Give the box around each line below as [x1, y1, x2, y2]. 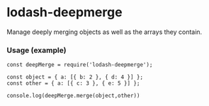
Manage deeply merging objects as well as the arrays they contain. [6, 28, 203, 36]
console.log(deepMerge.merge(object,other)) [6, 93, 140, 100]
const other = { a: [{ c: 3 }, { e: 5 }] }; [6, 80, 140, 87]
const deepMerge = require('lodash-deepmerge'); [6, 61, 153, 69]
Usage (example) [6, 45, 67, 55]
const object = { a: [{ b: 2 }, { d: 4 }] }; [6, 73, 143, 81]
